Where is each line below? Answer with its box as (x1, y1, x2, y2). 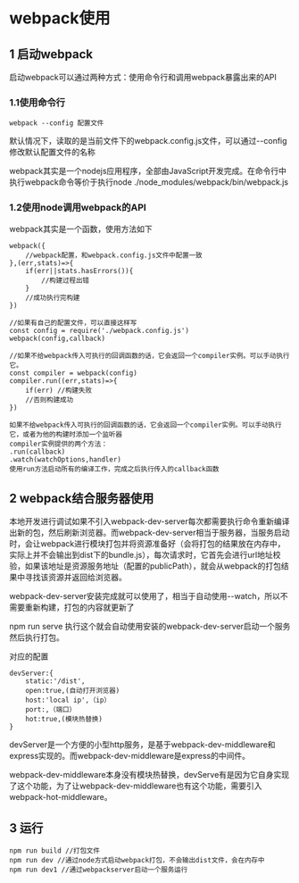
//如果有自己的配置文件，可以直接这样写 (9, 318, 137, 327)
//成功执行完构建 (25, 293, 80, 302)
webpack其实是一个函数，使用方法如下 (9, 223, 154, 234)
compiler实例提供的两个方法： (9, 439, 109, 448)
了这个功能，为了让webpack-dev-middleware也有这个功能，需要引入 (9, 780, 262, 791)
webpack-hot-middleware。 (9, 792, 113, 803)
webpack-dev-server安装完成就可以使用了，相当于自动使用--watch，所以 (9, 591, 281, 602)
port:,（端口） (25, 705, 77, 714)
